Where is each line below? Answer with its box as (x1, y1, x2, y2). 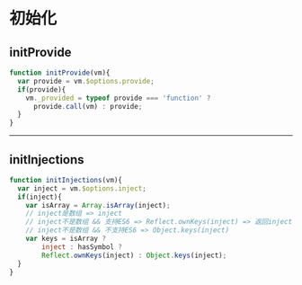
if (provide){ (17, 85, 67, 94)
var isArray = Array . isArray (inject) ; (25, 200, 171, 209)
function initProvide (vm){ (9, 68, 111, 77)
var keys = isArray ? (25, 235, 106, 244)
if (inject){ (17, 192, 63, 201)
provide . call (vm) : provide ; (32, 102, 143, 111)
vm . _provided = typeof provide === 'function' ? (25, 94, 211, 102)
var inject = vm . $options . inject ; (17, 183, 147, 193)
